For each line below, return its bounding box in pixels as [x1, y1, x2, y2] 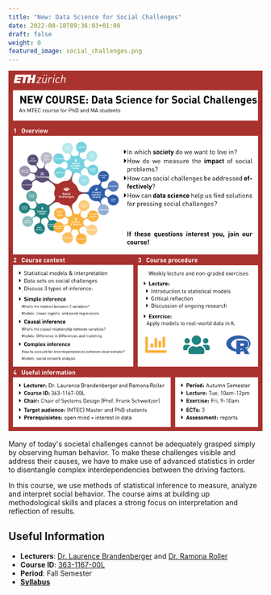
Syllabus [19, 576, 51, 586]
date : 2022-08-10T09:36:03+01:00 [8, 21, 121, 30]
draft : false [8, 30, 52, 38]
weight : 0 [8, 39, 42, 47]
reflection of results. [8, 506, 76, 516]
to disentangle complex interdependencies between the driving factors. [8, 465, 246, 475]
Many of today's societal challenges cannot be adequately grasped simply [8, 439, 256, 449]
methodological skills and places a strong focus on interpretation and [8, 497, 238, 507]
